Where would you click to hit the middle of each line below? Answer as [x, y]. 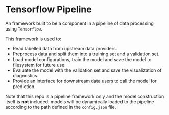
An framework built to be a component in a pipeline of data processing [80, 23]
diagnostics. [26, 75]
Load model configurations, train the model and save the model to [82, 59]
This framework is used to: [33, 39]
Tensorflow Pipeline [49, 9]
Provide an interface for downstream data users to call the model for [84, 81]
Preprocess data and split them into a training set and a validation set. [86, 54]
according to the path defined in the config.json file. [61, 107]
